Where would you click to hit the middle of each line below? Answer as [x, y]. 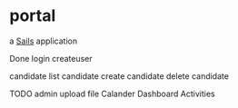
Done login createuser [51, 58]
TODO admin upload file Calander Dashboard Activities [112, 93]
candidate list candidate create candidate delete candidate [119, 76]
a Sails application [44, 41]
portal [33, 16]
